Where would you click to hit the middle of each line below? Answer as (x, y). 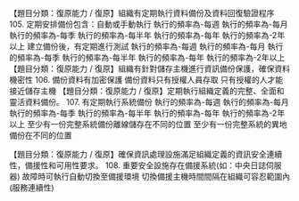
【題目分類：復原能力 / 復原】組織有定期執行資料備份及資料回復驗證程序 (142, 13)
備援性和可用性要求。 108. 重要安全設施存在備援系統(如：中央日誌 (145, 165)
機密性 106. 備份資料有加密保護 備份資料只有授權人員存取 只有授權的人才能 (146, 80)
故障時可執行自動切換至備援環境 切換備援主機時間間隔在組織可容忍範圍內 (156, 177)
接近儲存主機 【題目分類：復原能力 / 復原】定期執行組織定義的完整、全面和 (147, 91)
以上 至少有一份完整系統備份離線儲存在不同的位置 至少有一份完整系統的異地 (148, 124)
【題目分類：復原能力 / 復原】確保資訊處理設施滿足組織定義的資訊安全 (138, 154)
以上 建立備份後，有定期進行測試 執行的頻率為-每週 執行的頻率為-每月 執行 (146, 46)
